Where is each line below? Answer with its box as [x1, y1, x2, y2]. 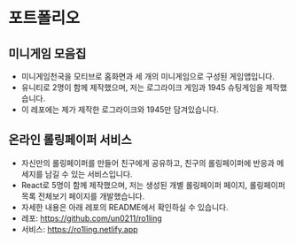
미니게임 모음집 [8, 46, 87, 61]
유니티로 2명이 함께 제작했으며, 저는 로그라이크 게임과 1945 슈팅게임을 [20, 82, 264, 93]
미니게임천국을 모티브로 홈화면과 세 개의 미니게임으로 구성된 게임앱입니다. [20, 72, 276, 81]
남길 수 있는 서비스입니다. [44, 169, 133, 179]
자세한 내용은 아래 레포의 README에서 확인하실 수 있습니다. [20, 201, 230, 212]
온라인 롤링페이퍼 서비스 [8, 133, 132, 148]
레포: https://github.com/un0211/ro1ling [20, 213, 163, 224]
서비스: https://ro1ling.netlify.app [20, 224, 138, 234]
